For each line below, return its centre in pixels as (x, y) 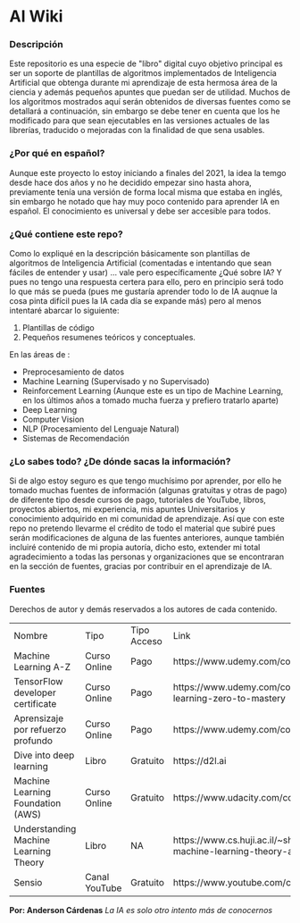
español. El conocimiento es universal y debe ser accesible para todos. (140, 211)
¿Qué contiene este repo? (66, 234)
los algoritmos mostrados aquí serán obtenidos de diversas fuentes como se (150, 102)
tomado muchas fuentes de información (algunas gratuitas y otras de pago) (148, 491)
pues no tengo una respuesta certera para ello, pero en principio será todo (146, 282)
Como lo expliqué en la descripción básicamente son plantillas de (130, 254)
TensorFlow (38, 681)
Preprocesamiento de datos (73, 372)
